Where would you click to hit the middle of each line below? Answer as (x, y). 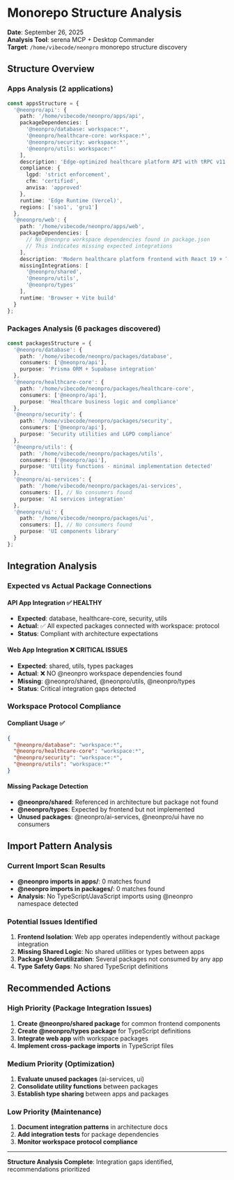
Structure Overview (51, 69)
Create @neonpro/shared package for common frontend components (119, 1023)
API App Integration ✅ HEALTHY (55, 602)
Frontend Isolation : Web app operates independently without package (118, 937)
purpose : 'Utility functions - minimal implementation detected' (117, 466)
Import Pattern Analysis (60, 846)
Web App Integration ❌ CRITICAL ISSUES (68, 650)
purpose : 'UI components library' (70, 532)
